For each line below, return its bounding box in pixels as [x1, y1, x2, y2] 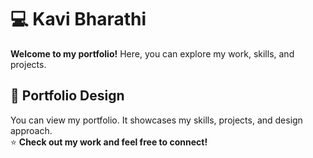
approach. [10, 124, 53, 136]
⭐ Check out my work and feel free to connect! [10, 136, 208, 148]
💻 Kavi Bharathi [10, 8, 147, 31]
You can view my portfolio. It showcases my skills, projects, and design [10, 114, 303, 126]
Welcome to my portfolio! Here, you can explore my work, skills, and [10, 47, 295, 60]
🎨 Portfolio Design [10, 87, 125, 105]
